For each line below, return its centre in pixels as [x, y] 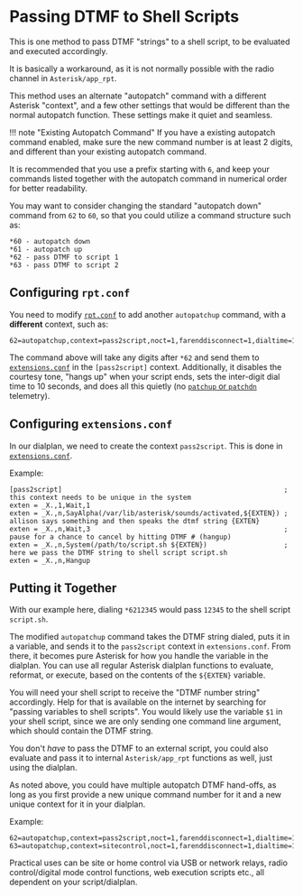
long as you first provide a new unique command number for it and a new [146, 795]
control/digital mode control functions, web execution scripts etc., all [137, 873]
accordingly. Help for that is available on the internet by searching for [138, 702]
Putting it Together [63, 588]
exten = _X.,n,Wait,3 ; [149, 529]
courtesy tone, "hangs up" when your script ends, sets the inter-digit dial [145, 376]
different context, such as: [59, 324]
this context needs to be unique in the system [101, 497]
